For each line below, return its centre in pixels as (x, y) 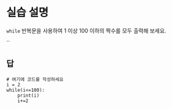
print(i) (28, 96)
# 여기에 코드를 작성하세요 (35, 79)
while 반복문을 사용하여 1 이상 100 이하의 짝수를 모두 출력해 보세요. (86, 31)
